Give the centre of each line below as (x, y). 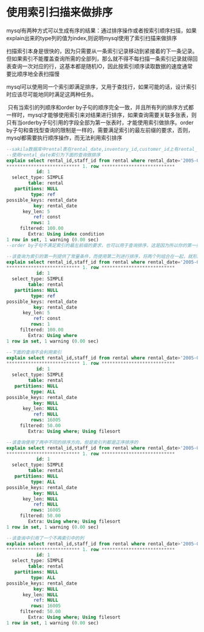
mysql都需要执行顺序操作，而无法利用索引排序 (64, 137)
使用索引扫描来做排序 (60, 12)
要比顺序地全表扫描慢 (33, 74)
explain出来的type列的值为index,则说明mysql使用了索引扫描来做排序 (92, 38)
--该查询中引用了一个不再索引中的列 (45, 538)
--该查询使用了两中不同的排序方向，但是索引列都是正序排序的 (72, 442)
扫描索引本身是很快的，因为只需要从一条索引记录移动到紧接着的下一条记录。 (102, 51)
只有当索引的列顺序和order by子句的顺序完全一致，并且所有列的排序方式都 (101, 107)
